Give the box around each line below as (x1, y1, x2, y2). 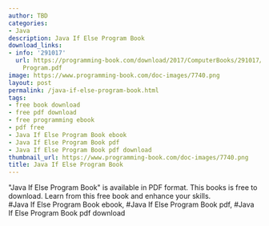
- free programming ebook (8, 116, 94, 124)
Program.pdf (22, 64, 62, 72)
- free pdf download (8, 109, 78, 117)
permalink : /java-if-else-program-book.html (8, 86, 159, 95)
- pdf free (8, 123, 45, 131)
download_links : (8, 42, 62, 50)
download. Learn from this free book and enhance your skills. (8, 192, 211, 201)
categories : (8, 19, 48, 27)
